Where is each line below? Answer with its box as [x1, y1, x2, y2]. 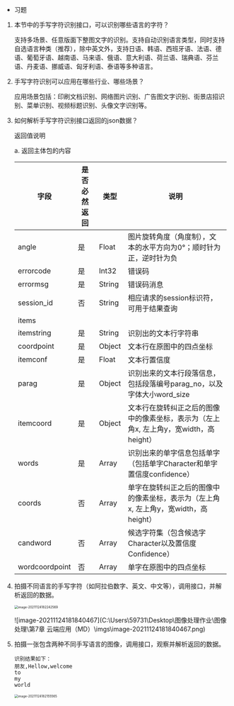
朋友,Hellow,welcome [13, 663, 73, 670]
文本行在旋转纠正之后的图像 [127, 403, 221, 413]
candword [17, 538, 52, 547]
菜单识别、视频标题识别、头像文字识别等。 [26, 101, 151, 109]
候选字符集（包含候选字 [127, 528, 206, 537]
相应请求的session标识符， [127, 293, 218, 303]
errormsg [17, 279, 49, 288]
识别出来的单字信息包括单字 [127, 448, 221, 458]
